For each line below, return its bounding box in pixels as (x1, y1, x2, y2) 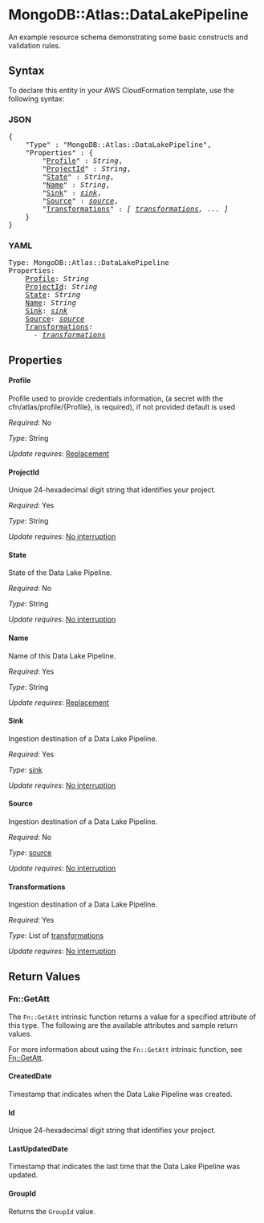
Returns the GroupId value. (8, 1206, 96, 1216)
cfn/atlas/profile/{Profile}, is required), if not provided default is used (8, 402, 236, 411)
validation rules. (8, 40, 61, 50)
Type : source (8, 847, 52, 857)
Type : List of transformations (8, 931, 104, 940)
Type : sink (8, 764, 43, 774)
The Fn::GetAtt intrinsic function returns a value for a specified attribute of (8, 1012, 257, 1021)
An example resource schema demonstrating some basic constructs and (8, 32, 249, 42)
